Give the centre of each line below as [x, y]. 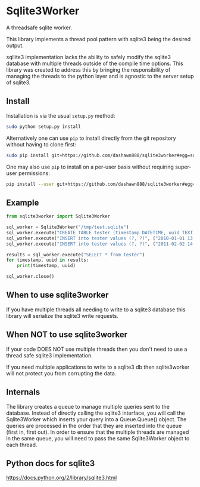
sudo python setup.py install [44, 127]
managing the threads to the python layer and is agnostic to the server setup [100, 76]
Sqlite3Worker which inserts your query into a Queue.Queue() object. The [96, 419]
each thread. [22, 445]
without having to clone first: [41, 144]
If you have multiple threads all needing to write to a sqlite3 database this [96, 310]
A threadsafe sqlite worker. [39, 27]
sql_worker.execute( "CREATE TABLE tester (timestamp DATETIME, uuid [93, 232]
